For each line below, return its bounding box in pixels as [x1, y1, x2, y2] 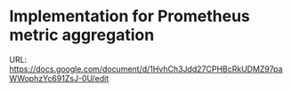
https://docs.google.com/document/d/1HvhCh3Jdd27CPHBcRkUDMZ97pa [9, 64, 283, 74]
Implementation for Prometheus [9, 6, 251, 27]
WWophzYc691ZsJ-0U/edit [9, 73, 109, 83]
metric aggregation [9, 25, 155, 45]
